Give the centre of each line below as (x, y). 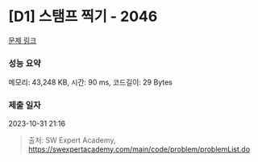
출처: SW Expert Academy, (72, 140)
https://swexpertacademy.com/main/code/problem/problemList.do (139, 149)
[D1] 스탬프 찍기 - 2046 (83, 17)
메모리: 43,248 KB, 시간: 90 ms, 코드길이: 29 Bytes (91, 82)
